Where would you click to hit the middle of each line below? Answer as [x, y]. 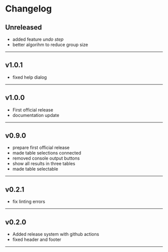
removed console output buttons [46, 158]
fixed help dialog [29, 77]
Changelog [28, 9]
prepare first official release [41, 148]
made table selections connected [47, 153]
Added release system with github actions [56, 234]
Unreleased [24, 27]
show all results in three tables [44, 164]
